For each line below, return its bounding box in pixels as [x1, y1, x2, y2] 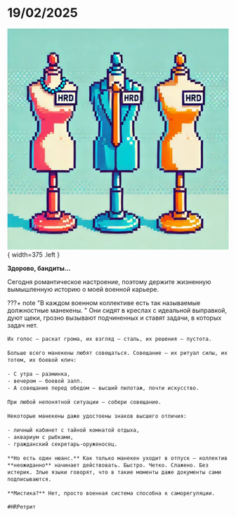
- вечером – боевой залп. [7, 377, 83, 384]
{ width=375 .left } [7, 250, 60, 259]
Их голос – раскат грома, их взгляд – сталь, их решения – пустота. [7, 335, 212, 342]
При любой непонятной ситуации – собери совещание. [7, 398, 162, 405]
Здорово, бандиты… [7, 264, 72, 272]
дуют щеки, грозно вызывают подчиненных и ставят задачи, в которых [7, 314, 222, 322]
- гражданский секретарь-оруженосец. [7, 441, 118, 448]
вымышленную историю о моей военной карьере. [7, 285, 159, 293]
